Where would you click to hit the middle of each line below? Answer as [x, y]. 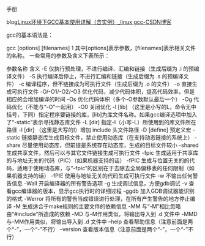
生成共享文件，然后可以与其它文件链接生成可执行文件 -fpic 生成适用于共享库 [102, 153]
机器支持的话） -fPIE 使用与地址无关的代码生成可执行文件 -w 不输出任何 [102, 176]
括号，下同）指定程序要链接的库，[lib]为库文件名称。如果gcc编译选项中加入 [102, 114]
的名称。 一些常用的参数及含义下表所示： [58, 56]
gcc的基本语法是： [30, 35]
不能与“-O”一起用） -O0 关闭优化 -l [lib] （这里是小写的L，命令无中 [112, 107]
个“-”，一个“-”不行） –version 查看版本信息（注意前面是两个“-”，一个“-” [97, 229]
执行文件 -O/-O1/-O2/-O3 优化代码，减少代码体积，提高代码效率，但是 [106, 91]
